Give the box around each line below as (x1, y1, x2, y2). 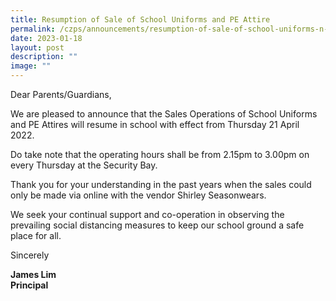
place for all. (10, 230, 62, 241)
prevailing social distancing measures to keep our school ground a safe (10, 219, 305, 231)
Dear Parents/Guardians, (10, 89, 112, 100)
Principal (10, 279, 49, 291)
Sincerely (10, 249, 50, 261)
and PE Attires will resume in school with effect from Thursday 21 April (10, 119, 300, 130)
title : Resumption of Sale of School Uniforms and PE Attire (10, 14, 271, 25)
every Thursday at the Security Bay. (10, 159, 158, 171)
